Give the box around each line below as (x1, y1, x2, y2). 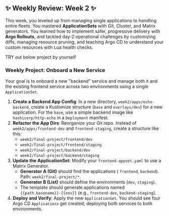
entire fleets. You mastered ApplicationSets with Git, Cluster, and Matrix (5, 23, 156, 29)
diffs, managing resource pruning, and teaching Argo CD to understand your (5, 39, 164, 45)
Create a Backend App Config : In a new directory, (12, 98, 118, 105)
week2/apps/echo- (118, 99, 155, 105)
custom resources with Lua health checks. (5, 44, 93, 50)
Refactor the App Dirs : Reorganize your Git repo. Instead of (12, 120, 137, 126)
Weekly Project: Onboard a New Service (5, 67, 105, 74)
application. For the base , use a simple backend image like (12, 110, 134, 116)
